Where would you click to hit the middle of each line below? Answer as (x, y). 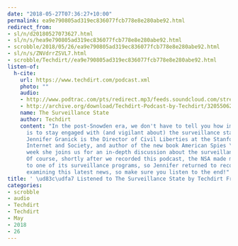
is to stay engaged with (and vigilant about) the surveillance (123, 133)
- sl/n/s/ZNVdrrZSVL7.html (47, 54)
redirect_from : (30, 27)
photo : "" (35, 86)
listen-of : (23, 67)
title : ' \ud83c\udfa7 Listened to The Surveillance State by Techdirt (115, 179)
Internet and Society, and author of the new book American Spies (126, 146)
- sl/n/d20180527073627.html (50, 34)
